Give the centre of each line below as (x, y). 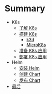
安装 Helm (29, 68)
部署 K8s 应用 (33, 56)
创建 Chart (29, 74)
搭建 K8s (28, 34)
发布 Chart (29, 80)
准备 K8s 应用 (33, 50)
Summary (25, 9)
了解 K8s (28, 28)
